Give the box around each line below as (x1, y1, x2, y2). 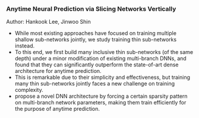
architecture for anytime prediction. (14, 68, 102, 75)
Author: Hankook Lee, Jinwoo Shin (6, 18, 91, 25)
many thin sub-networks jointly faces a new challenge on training (14, 80, 175, 87)
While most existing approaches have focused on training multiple (14, 30, 177, 37)
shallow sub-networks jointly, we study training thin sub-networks (14, 36, 177, 43)
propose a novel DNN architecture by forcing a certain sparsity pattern (14, 93, 188, 100)
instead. (14, 42, 35, 49)
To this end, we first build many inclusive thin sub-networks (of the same (14, 49, 194, 56)
